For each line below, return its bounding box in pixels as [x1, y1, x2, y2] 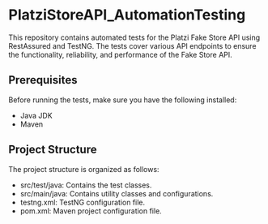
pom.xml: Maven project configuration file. [19, 205, 162, 216]
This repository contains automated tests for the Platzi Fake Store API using [8, 32, 261, 42]
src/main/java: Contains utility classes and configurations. [19, 188, 214, 198]
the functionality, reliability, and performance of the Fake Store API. [8, 50, 232, 59]
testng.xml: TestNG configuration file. [19, 197, 146, 207]
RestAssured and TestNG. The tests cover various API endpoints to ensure [8, 41, 257, 50]
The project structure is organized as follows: [8, 164, 160, 174]
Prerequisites [8, 73, 78, 87]
